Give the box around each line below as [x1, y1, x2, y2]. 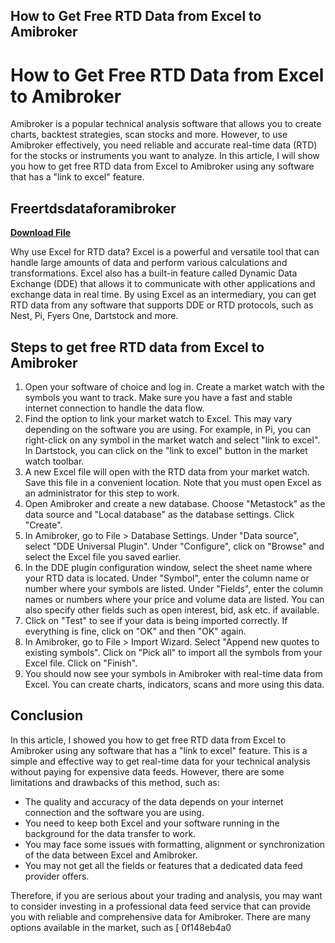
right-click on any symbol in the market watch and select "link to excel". [24, 434, 321, 446]
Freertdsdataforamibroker [10, 200, 177, 217]
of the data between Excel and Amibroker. [24, 849, 198, 861]
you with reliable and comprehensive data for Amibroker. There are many [10, 910, 312, 923]
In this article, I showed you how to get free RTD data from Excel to [10, 734, 287, 746]
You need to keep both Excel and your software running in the [24, 817, 280, 829]
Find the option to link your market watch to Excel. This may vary [24, 412, 293, 424]
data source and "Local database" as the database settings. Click [24, 508, 295, 520]
